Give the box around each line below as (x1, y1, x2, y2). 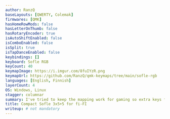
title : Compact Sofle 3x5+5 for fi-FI (5, 102, 87, 107)
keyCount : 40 (5, 64, 33, 69)
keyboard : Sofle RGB (5, 59, 49, 64)
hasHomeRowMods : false (5, 21, 53, 27)
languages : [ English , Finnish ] (5, 78, 71, 83)
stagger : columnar (5, 92, 44, 97)
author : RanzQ (5, 7, 35, 13)
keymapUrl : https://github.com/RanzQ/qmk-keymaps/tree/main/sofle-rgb (5, 73, 157, 78)
